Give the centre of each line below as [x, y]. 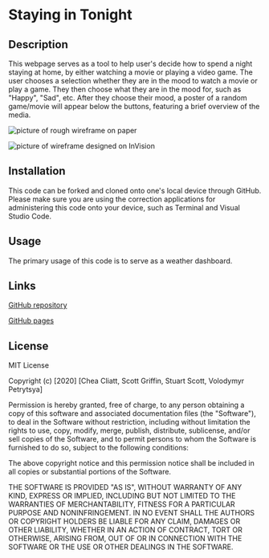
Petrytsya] [25, 389]
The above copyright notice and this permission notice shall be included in [131, 463]
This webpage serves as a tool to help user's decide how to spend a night [130, 63]
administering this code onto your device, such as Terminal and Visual [124, 207]
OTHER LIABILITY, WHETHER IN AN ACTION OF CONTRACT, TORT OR [125, 530]
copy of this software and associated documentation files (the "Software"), [132, 413]
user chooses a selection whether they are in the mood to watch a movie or [133, 81]
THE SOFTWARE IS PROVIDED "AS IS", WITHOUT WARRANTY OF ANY [125, 487]
